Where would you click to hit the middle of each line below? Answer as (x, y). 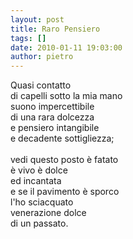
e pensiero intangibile (55, 128)
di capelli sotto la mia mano (66, 96)
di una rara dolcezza (52, 117)
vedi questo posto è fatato (64, 160)
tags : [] (28, 38)
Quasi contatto (41, 85)
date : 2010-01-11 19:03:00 (66, 47)
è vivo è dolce (39, 170)
